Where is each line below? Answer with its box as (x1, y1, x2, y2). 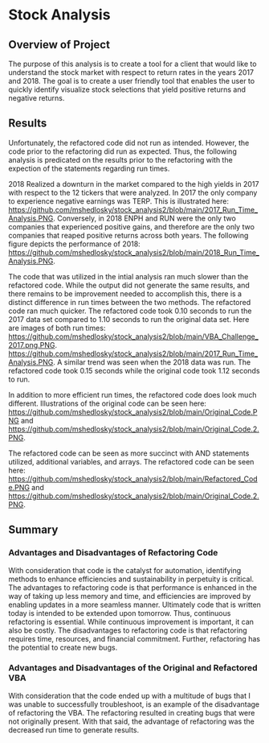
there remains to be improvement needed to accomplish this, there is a (8, 288, 243, 299)
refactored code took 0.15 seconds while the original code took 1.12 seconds (8, 365, 260, 375)
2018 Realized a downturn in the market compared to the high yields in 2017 (8, 179, 259, 188)
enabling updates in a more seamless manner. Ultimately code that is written (8, 600, 261, 609)
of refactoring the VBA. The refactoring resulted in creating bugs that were (8, 708, 255, 717)
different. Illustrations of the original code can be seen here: (8, 398, 207, 408)
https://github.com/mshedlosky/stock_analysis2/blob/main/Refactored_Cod (8, 473, 259, 484)
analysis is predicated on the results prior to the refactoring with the (8, 155, 233, 164)
